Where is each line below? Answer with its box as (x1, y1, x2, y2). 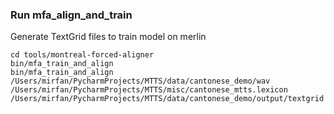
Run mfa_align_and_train (10, 8, 133, 22)
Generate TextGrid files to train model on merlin (10, 31, 207, 43)
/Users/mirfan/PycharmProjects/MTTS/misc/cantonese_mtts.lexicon (10, 85, 288, 95)
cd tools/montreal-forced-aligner (10, 50, 155, 60)
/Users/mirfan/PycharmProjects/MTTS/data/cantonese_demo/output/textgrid (10, 94, 325, 104)
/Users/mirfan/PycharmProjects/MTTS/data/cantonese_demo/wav (10, 76, 271, 87)
